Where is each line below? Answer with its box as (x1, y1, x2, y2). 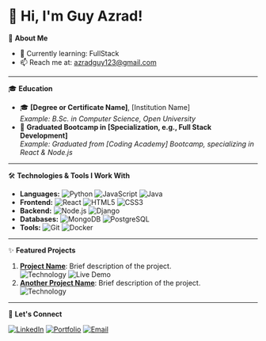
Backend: (19, 206, 52, 215)
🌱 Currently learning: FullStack (19, 48, 120, 58)
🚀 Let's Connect (8, 309, 63, 319)
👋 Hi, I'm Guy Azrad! (8, 7, 143, 25)
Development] (19, 131, 68, 140)
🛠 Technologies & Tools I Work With (8, 170, 131, 180)
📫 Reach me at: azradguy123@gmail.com (19, 57, 157, 66)
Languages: (19, 189, 60, 199)
